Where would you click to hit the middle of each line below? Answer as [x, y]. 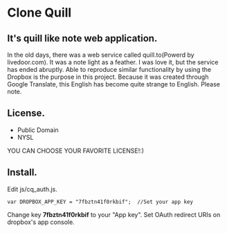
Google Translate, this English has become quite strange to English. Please [113, 84]
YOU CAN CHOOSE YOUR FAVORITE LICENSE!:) [75, 151]
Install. [22, 173]
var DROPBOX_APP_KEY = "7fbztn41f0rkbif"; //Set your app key [100, 202]
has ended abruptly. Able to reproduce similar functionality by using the [109, 69]
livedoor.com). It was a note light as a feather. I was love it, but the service [113, 62]
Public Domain [38, 130]
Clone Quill [39, 13]
